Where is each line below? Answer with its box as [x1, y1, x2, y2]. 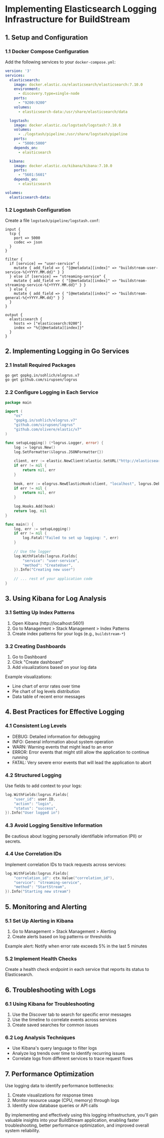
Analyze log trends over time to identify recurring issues [12, 1051, 125, 1056]
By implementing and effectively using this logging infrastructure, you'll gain [5, 1112, 158, 1117]
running [12, 754, 28, 760]
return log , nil [14, 508, 47, 514]
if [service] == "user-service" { [9, 261, 80, 266]
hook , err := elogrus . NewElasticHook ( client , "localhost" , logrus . [14, 481, 154, 486]
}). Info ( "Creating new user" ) [14, 567, 76, 572]
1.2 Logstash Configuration [5, 206, 71, 213]
